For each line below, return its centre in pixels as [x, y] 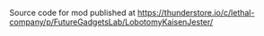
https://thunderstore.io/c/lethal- [196, 13]
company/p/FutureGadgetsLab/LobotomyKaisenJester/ [111, 22]
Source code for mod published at [73, 13]
